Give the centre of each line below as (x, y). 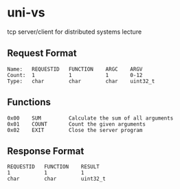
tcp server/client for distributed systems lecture (75, 32)
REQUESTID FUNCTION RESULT (53, 167)
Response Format (46, 151)
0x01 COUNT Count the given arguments (77, 124)
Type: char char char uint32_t (81, 81)
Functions (29, 102)
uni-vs (26, 13)
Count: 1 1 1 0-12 (75, 75)
